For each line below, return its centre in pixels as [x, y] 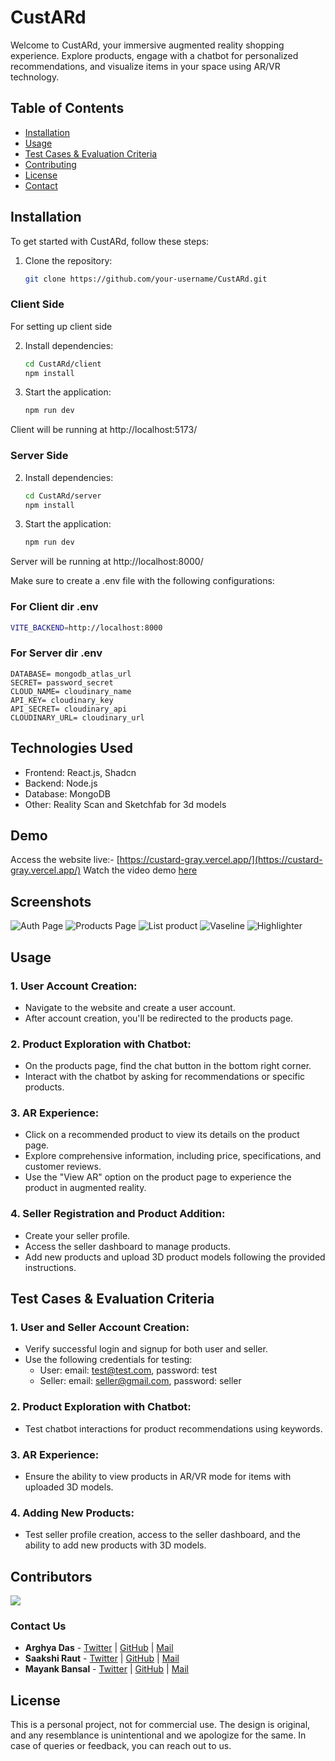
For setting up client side [61, 326]
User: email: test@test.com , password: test [128, 1370]
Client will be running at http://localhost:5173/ [104, 430]
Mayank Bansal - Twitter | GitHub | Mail [106, 1669]
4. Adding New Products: [72, 1513]
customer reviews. [63, 1167]
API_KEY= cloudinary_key [62, 700]
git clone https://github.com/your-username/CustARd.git [146, 279]
